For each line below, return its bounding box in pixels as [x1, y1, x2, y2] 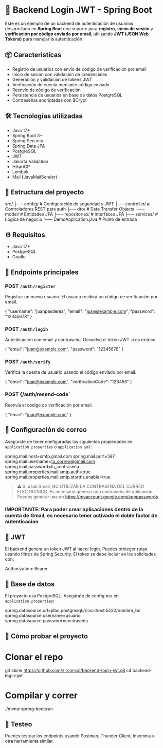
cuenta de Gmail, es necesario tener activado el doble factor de [5, 512, 158, 518]
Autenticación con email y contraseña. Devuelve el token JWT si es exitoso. [5, 337, 157, 343]
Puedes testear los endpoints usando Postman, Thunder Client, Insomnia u [5, 733, 155, 739]
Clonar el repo [5, 652, 63, 662]
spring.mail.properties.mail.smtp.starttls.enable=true [5, 474, 110, 479]
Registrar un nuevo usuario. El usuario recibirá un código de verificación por [5, 293, 158, 299]
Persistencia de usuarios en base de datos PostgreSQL [12, 92, 123, 98]
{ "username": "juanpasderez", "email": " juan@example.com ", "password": [5, 308, 155, 314]
